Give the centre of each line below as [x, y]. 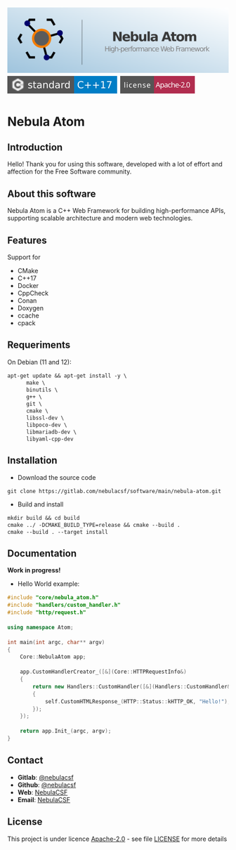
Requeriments [39, 345]
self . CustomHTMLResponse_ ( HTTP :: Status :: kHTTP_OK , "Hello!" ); [138, 701]
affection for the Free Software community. [70, 171]
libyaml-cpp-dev [50, 439]
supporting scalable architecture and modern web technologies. [100, 218]
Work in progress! [34, 570]
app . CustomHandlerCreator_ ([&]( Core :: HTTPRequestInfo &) [104, 672]
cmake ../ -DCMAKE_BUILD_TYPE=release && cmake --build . [94, 525]
